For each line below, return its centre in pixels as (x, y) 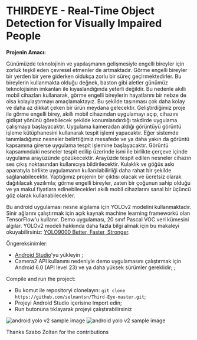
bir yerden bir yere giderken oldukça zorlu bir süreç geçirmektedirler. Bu (94, 76)
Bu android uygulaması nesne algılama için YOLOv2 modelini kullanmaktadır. (99, 207)
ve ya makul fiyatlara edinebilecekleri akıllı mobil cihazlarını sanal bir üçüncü (98, 189)
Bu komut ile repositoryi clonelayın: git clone (70, 290)
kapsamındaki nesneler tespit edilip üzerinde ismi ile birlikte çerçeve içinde (97, 151)
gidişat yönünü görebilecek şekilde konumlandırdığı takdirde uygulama (92, 120)
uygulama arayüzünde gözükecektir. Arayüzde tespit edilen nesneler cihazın (99, 158)
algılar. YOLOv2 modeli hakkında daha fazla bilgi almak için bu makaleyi (93, 225)
